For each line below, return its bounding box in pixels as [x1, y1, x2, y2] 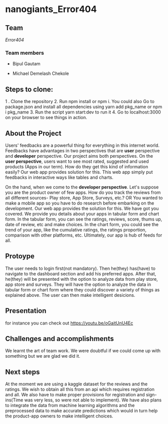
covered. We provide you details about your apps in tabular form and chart [5, 210, 159, 217]
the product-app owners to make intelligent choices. [5, 413, 114, 419]
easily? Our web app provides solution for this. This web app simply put [5, 169, 153, 175]
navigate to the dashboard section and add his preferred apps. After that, [5, 270, 156, 277]
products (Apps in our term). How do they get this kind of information [5, 163, 148, 169]
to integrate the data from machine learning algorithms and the [5, 402, 135, 408]
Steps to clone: [5, 85, 54, 93]
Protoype [5, 252, 35, 261]
